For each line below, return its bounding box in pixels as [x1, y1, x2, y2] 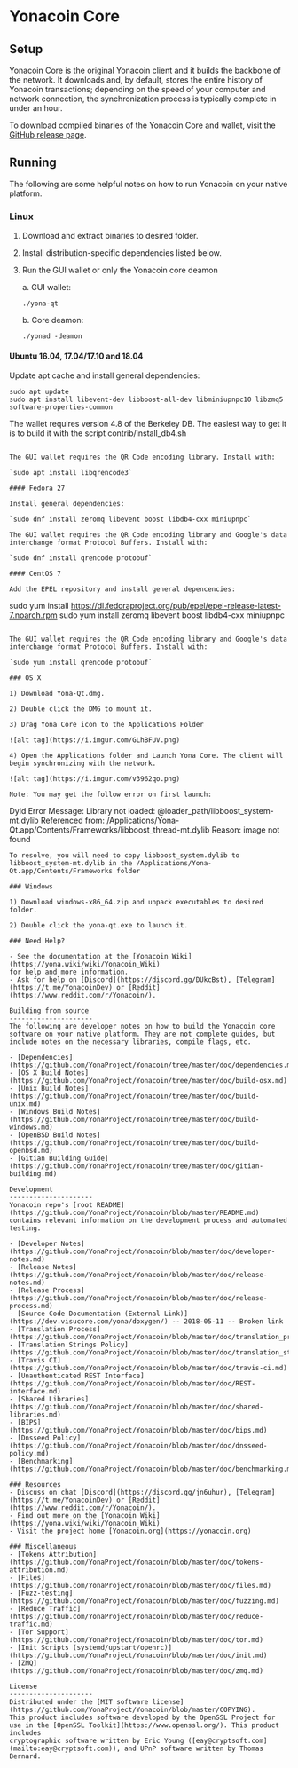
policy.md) [9, 1449, 50, 1458]
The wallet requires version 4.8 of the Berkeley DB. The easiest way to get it [9, 419, 286, 430]
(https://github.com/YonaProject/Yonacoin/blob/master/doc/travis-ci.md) [9, 1364, 288, 1373]
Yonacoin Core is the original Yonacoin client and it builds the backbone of [9, 65, 281, 75]
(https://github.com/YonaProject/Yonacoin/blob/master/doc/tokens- [9, 1558, 264, 1567]
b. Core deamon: [21, 315, 84, 326]
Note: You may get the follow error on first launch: [9, 790, 213, 800]
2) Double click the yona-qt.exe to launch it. [9, 921, 189, 930]
